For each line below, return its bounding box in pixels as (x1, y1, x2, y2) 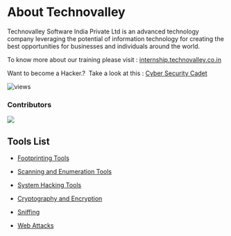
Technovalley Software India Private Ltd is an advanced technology (7, 27, 200, 36)
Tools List (7, 135, 50, 147)
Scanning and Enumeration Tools (17, 168, 112, 176)
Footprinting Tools (17, 154, 69, 162)
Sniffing (17, 208, 40, 217)
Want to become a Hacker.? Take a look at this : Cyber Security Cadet (7, 69, 208, 77)
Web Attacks (17, 221, 54, 230)
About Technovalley (7, 4, 126, 20)
